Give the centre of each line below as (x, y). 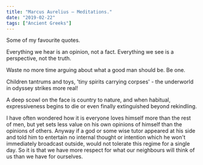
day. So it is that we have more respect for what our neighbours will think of (101, 150)
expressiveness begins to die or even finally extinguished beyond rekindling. (101, 106)
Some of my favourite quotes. (43, 40)
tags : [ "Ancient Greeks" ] (39, 23)
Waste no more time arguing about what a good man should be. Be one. (96, 70)
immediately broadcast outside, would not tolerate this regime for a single (98, 144)
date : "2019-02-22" (31, 18)
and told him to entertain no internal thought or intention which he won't (96, 137)
